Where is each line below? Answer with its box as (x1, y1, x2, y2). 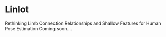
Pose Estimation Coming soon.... (5, 25, 72, 31)
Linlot (5, 4, 29, 15)
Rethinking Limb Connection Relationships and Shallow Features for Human (5, 20, 161, 26)
